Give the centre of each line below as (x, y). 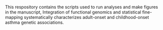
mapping (14, 17)
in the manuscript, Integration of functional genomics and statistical (73, 12)
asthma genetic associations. (35, 22)
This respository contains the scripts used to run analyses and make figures (81, 7)
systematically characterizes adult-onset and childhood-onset (86, 17)
